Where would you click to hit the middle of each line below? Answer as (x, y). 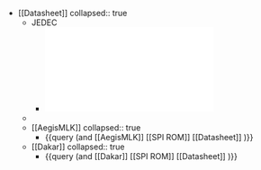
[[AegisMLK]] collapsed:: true (86, 128)
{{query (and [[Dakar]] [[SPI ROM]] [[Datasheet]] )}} (141, 156)
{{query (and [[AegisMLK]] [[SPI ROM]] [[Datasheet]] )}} (149, 137)
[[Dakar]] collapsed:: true (78, 147)
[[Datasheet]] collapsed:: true (72, 13)
